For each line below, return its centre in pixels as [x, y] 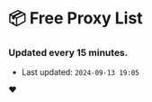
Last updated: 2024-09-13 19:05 [80, 72]
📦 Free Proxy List [76, 19]
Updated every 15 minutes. [68, 53]
